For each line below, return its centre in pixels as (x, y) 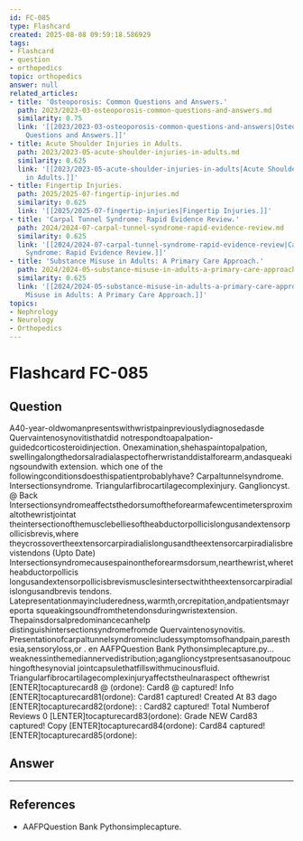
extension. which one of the (112, 467)
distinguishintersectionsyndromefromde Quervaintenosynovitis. (128, 630)
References (42, 805)
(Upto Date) (74, 553)
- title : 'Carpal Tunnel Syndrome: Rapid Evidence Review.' (125, 219)
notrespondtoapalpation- (167, 438)
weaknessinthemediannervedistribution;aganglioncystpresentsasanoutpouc (150, 659)
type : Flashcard (40, 26)
